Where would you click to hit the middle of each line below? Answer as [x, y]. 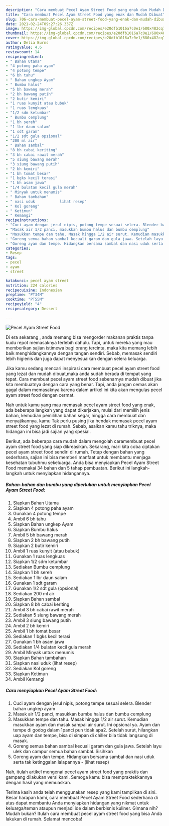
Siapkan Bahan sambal [37, 599]
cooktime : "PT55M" [25, 300]
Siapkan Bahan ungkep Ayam [43, 524]
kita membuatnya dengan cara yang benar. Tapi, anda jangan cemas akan [82, 384]
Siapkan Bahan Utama [36, 503]
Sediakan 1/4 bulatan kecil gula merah [52, 647]
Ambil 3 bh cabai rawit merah [43, 609]
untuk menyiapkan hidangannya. [57, 473]
